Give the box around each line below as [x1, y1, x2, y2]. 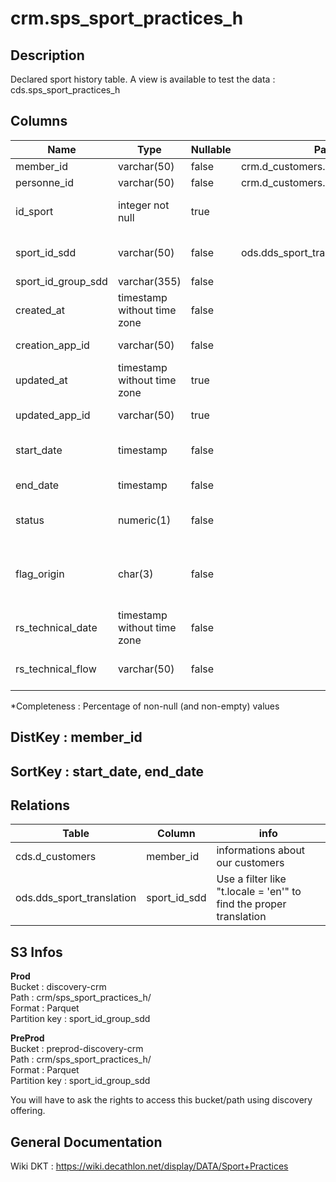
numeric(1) [117, 513, 172, 527]
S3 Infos [10, 943, 63, 961]
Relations [10, 797, 71, 814]
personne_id [15, 175, 74, 189]
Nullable [190, 142, 232, 156]
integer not [117, 198, 170, 212]
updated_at [15, 373, 68, 387]
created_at [15, 303, 66, 317]
